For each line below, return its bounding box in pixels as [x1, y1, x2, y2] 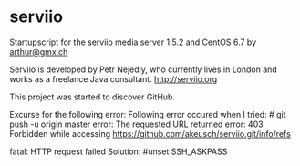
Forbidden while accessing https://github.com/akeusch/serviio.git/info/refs [9, 128, 292, 139]
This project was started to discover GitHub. [9, 91, 176, 102]
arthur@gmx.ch [9, 46, 68, 57]
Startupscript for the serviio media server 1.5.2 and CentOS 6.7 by [9, 36, 257, 47]
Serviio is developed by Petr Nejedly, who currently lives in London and [9, 64, 278, 75]
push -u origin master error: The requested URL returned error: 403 [9, 119, 264, 130]
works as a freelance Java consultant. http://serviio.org [9, 73, 218, 84]
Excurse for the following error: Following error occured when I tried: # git [9, 109, 286, 119]
